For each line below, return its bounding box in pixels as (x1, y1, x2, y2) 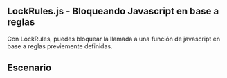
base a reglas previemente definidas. (7, 41, 113, 50)
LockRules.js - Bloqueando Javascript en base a (7, 6, 219, 17)
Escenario (7, 62, 52, 74)
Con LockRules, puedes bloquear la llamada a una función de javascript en (7, 35, 220, 43)
